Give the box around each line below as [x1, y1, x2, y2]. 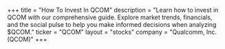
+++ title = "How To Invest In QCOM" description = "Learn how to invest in [7, 6, 219, 14]
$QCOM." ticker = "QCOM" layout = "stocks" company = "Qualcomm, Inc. [7, 28, 217, 36]
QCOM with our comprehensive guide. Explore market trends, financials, [7, 13, 213, 21]
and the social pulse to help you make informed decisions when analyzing [7, 21, 217, 28]
